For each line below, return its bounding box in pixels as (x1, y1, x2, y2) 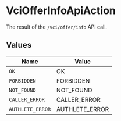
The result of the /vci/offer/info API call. (6, 23, 108, 30)
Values (6, 40, 32, 50)
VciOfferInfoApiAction (6, 4, 116, 17)
